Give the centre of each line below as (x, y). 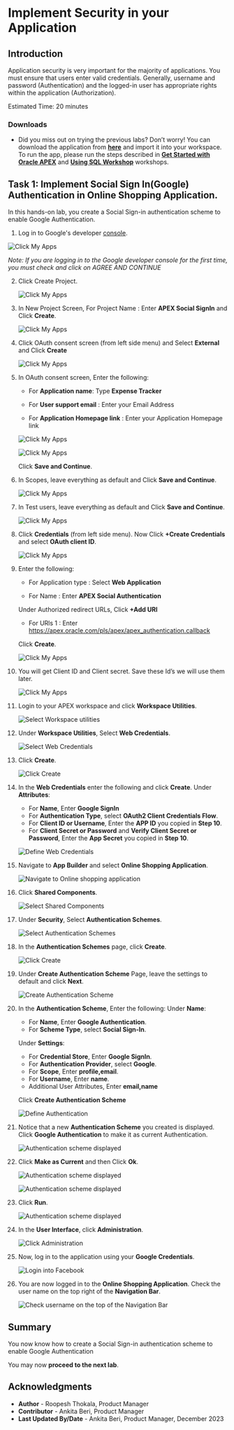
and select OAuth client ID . (57, 542)
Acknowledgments (50, 1387)
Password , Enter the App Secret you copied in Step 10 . (109, 838)
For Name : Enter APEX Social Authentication (95, 596)
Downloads (28, 124)
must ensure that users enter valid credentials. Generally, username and (112, 78)
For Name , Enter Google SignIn (74, 809)
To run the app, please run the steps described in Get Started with (114, 155)
